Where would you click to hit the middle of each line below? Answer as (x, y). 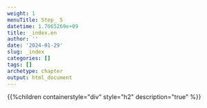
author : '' (23, 39)
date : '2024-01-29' (35, 45)
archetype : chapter (35, 71)
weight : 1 (21, 13)
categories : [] (29, 58)
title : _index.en (32, 33)
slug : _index (26, 52)
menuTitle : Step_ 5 (35, 20)
